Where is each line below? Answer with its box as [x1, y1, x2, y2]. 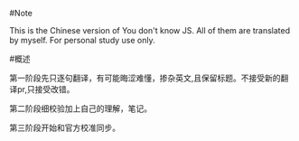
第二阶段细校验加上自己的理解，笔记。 [9, 103, 152, 114]
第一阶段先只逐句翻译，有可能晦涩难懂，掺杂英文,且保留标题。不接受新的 [9, 72, 282, 83]
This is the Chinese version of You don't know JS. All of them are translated [9, 25, 291, 35]
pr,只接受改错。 [16, 84, 75, 94]
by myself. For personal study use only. [9, 35, 155, 45]
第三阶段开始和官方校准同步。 [9, 122, 120, 133]
